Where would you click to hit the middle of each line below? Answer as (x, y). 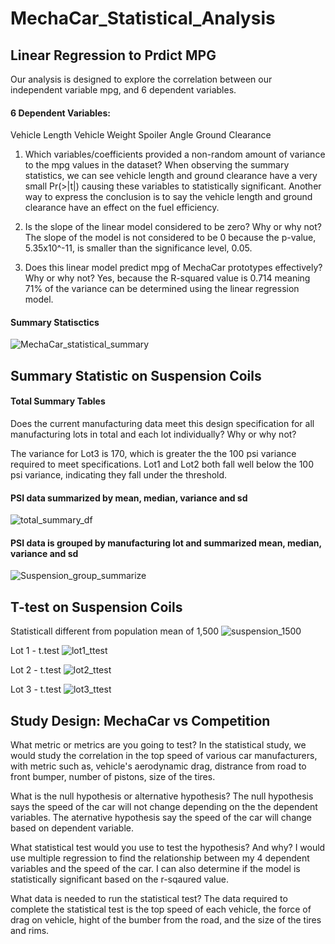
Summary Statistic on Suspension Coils (136, 375)
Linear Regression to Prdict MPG (113, 55)
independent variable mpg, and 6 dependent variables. (123, 90)
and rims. (30, 931)
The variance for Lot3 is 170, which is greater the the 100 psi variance (153, 453)
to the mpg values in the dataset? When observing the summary (157, 165)
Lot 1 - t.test (35, 651)
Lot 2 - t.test (36, 670)
